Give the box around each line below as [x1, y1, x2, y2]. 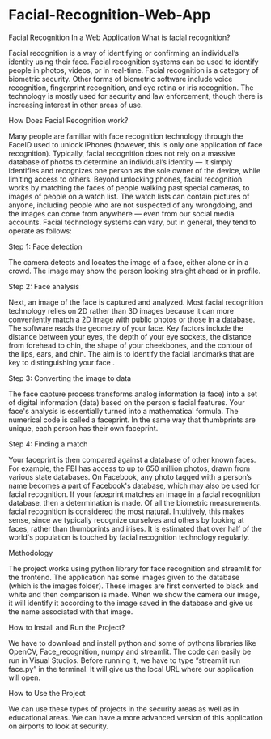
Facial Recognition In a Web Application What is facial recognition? [8, 32, 231, 42]
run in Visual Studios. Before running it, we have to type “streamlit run [8, 655, 241, 665]
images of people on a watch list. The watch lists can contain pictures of [8, 191, 250, 201]
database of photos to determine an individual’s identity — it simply [8, 156, 233, 167]
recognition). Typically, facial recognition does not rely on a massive [8, 148, 235, 158]
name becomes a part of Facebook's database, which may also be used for [8, 481, 260, 490]
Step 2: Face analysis [8, 281, 79, 291]
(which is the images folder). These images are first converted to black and [8, 581, 259, 591]
